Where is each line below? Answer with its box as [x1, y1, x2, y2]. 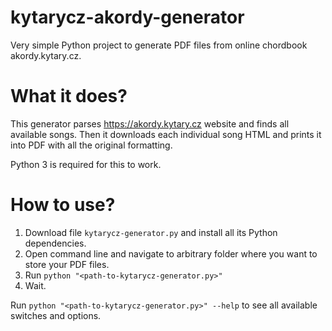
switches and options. [10, 309, 102, 321]
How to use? [10, 194, 116, 216]
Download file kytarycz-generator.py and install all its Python [24, 226, 278, 238]
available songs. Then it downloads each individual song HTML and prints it [10, 128, 322, 140]
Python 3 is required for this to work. [10, 158, 162, 170]
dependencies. [24, 237, 87, 249]
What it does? [10, 85, 128, 108]
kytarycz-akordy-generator [10, 6, 245, 29]
